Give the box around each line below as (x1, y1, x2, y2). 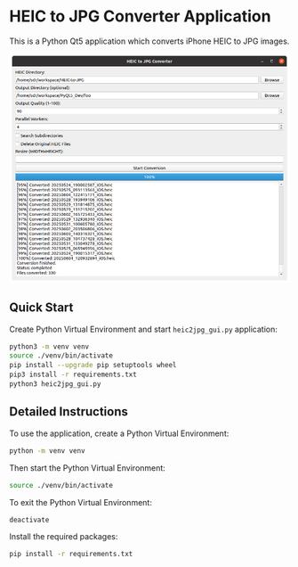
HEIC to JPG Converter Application (9, 6, 271, 27)
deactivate (9, 515, 50, 524)
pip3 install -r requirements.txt (9, 370, 138, 380)
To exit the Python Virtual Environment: (9, 497, 153, 507)
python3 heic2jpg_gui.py (9, 380, 101, 389)
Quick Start (9, 300, 74, 316)
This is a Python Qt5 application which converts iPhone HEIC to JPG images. (9, 36, 290, 46)
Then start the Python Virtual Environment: (9, 462, 166, 473)
